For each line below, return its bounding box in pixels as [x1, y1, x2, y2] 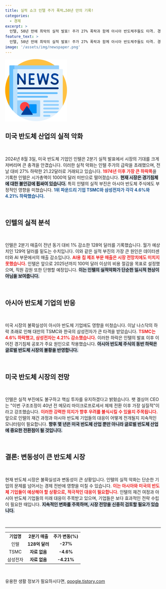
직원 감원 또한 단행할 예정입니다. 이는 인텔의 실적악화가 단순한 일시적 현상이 [15, 267, 160, 273]
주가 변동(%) [53, 533, 79, 539]
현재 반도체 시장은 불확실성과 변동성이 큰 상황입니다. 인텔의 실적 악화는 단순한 [5, 476, 154, 482]
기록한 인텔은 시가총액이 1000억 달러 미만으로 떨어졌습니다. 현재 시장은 [5, 174, 142, 180]
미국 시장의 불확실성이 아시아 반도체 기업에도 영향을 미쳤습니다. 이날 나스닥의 [5, 322, 153, 328]
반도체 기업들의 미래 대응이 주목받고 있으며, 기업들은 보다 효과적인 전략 [14, 495, 150, 501]
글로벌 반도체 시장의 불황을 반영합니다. [5, 347, 79, 353]
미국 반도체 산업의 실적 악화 [5, 132, 83, 141]
